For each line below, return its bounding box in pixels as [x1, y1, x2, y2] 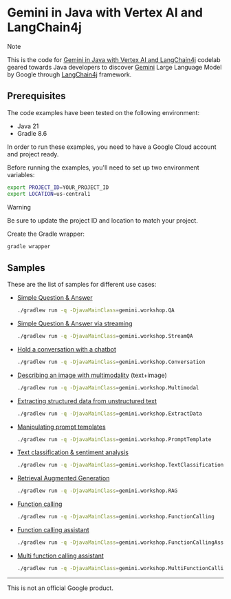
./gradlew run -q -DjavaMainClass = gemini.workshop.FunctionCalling [16, 514, 215, 520]
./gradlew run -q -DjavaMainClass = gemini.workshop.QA [16, 307, 175, 314]
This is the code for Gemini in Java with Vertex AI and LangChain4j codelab [7, 55, 221, 63]
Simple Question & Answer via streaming [16, 319, 133, 328]
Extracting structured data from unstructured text [16, 396, 157, 405]
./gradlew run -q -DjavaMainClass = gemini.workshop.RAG [16, 487, 178, 494]
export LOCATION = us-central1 [7, 190, 91, 197]
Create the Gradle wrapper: [7, 230, 85, 238]
